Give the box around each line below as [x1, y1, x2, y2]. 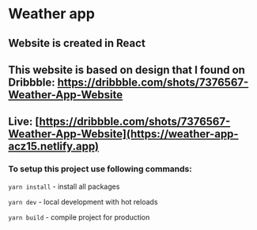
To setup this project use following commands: [8, 163, 192, 174]
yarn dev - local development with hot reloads [8, 197, 158, 206]
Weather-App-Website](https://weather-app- [8, 128, 239, 141]
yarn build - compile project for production [8, 212, 150, 222]
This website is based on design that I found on [8, 63, 245, 76]
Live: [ [8, 115, 40, 128]
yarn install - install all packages [8, 182, 120, 191]
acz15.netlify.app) [8, 140, 100, 153]
